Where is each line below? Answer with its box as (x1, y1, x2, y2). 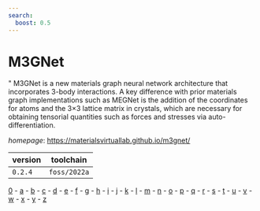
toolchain (50, 154, 87, 165)
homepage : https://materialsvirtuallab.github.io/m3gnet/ (8, 135, 191, 146)
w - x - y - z (8, 194, 47, 204)
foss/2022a (48, 168, 90, 177)
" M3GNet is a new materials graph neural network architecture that (8, 79, 228, 88)
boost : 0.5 (15, 19, 51, 27)
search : (8, 11, 34, 20)
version (12, 154, 42, 165)
